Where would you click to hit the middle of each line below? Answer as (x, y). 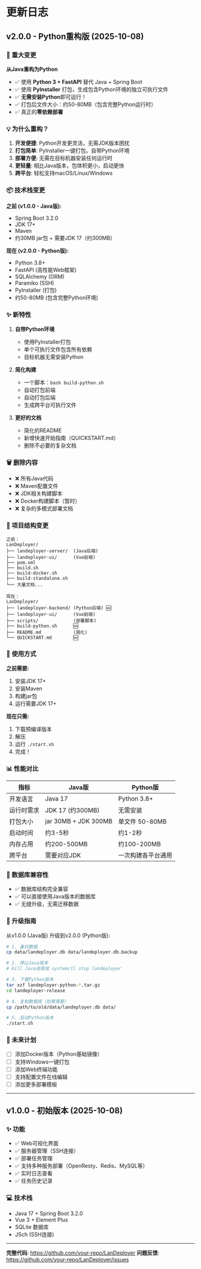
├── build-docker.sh (32, 573)
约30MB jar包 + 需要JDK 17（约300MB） (65, 238)
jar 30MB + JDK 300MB (79, 821)
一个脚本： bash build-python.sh (64, 382)
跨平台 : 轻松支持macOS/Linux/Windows (64, 173)
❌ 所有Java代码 (34, 478)
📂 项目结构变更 (28, 525)
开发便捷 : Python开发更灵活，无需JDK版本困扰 (72, 143)
